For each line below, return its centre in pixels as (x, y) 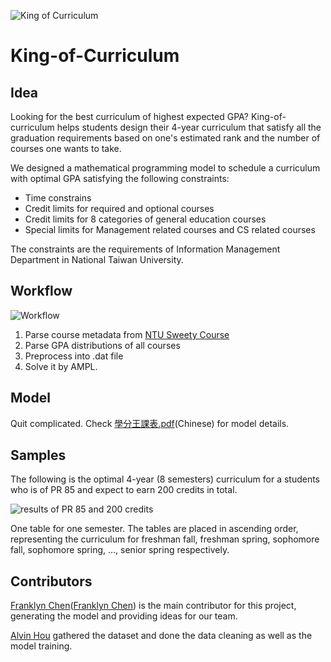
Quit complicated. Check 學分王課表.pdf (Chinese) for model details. (150, 423)
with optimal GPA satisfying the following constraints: (120, 178)
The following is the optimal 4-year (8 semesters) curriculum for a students (165, 479)
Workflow (41, 291)
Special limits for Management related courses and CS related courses (170, 229)
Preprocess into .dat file (74, 356)
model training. (41, 646)
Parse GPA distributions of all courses (102, 345)
